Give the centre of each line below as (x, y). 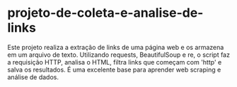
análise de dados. (33, 77)
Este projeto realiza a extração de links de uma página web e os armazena (116, 47)
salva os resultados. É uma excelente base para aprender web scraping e (114, 69)
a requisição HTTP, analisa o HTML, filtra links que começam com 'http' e (115, 62)
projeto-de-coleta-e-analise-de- (105, 13)
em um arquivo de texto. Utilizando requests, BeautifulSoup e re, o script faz (118, 55)
